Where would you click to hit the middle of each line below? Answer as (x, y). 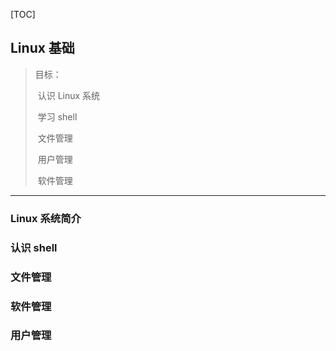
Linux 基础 (42, 48)
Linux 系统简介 (46, 218)
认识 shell (34, 247)
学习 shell (57, 116)
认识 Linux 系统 (69, 95)
